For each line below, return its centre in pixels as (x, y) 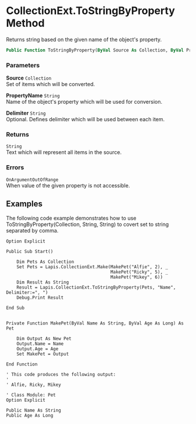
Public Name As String (34, 410)
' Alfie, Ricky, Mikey (34, 385)
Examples (24, 204)
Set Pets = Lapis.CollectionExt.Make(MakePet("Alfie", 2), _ (92, 267)
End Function (22, 364)
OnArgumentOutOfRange (32, 180)
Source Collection (29, 78)
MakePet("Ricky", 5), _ (139, 272)
